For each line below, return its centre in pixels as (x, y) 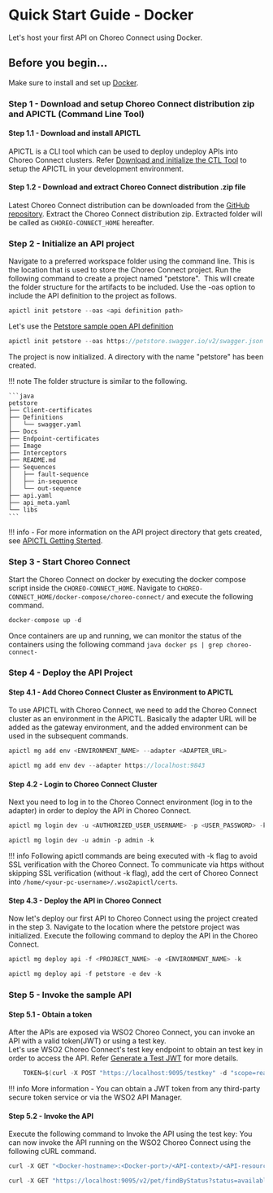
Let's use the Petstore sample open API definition (91, 326)
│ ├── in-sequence (43, 481)
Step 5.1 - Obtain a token (50, 1014)
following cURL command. (52, 1152)
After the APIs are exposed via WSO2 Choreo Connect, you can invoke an (132, 1032)
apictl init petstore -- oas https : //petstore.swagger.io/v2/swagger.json (136, 342)
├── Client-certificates (50, 411)
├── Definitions (36, 418)
